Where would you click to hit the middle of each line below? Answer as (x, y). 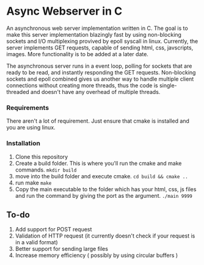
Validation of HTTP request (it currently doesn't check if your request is (105, 236)
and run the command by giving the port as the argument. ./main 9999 (104, 195)
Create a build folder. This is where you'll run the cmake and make (98, 163)
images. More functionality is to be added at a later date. (77, 54)
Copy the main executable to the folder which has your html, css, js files (106, 189)
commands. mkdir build (46, 170)
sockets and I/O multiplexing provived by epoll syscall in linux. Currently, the (102, 41)
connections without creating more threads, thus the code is (82, 85)
